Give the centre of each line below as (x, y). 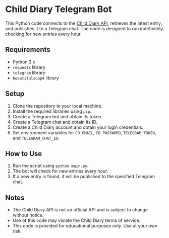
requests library (29, 67)
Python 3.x (24, 62)
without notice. (28, 215)
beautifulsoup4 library (36, 78)
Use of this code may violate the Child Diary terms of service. (76, 220)
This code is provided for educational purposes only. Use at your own (85, 226)
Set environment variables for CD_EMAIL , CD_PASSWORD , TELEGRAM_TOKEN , (84, 132)
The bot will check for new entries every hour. (60, 171)
